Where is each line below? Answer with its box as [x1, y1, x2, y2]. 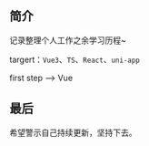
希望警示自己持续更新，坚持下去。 [9, 127, 137, 138]
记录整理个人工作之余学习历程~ [9, 35, 127, 46]
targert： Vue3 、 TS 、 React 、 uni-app [9, 54, 141, 65]
